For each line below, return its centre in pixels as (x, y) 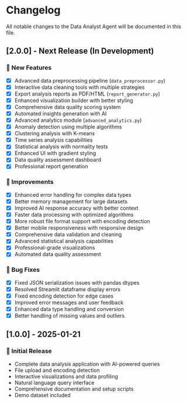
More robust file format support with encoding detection (82, 221)
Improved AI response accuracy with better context (76, 208)
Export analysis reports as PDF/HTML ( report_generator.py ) (87, 94)
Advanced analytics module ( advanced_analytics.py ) (78, 120)
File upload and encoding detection (57, 370)
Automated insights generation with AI (60, 113)
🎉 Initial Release (29, 351)
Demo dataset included (43, 395)
